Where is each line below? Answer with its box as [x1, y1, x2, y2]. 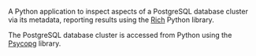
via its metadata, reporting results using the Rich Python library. [8, 15, 214, 24]
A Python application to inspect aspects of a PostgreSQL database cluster [8, 7, 248, 16]
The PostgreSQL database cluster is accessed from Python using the [8, 31, 232, 39]
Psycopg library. [8, 39, 61, 48]
